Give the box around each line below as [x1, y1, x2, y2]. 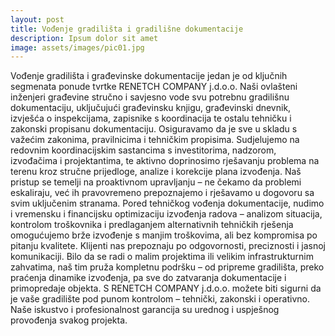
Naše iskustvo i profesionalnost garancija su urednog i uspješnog [10, 304, 280, 316]
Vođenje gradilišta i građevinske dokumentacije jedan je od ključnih [10, 70, 288, 82]
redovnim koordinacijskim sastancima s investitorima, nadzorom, [10, 144, 277, 156]
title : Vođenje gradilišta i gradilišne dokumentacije [10, 24, 244, 34]
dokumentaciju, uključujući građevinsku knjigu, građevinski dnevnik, [10, 102, 292, 114]
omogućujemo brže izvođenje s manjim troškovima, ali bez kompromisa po [10, 229, 318, 241]
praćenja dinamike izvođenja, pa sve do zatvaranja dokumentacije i [10, 272, 287, 284]
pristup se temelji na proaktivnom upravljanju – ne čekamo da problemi [10, 176, 302, 188]
